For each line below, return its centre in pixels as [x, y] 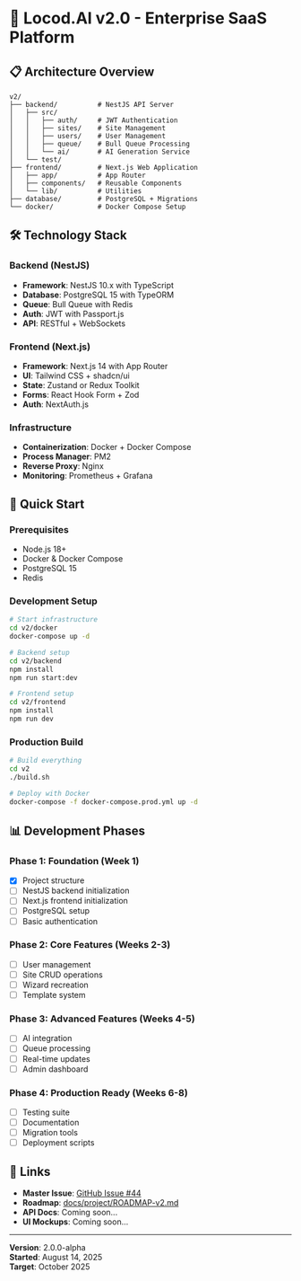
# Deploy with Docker [50, 793]
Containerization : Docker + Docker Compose [107, 447]
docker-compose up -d [50, 637]
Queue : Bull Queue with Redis [77, 304]
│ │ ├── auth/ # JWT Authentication [94, 120]
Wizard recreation [56, 985]
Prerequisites [39, 529]
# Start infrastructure [54, 620]
